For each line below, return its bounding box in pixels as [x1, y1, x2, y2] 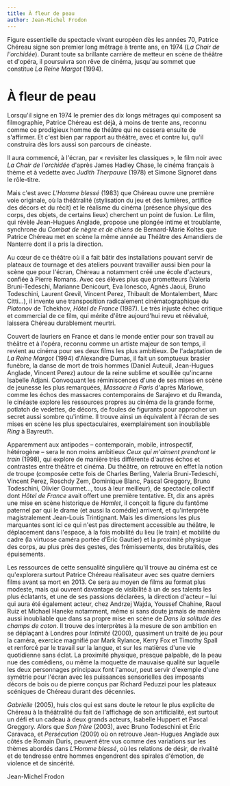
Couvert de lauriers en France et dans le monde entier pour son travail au [7, 333, 214, 341]
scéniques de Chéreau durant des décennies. [7, 688, 136, 696]
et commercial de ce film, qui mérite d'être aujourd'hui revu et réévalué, [7, 312, 209, 320]
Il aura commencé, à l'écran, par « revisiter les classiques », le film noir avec [7, 154, 222, 162]
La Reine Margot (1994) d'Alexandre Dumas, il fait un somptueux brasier [7, 355, 211, 363]
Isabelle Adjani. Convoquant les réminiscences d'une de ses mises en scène [7, 376, 222, 385]
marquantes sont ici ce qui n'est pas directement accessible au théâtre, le [7, 521, 216, 529]
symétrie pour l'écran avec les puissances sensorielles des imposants [7, 673, 205, 681]
